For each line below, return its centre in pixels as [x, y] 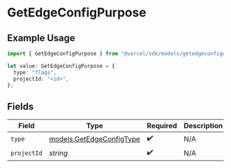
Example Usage [41, 38]
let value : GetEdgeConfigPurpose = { [61, 66]
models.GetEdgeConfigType [95, 139]
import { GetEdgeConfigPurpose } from [63, 53]
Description [203, 126]
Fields [21, 107]
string [58, 153]
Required [162, 126]
